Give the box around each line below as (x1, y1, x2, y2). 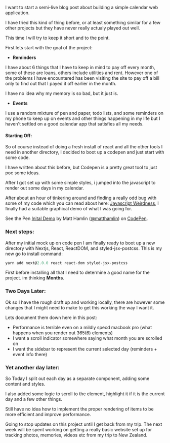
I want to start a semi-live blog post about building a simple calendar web (5, 5, 158, 10)
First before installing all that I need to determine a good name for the (5, 269, 150, 276)
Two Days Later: (5, 288, 46, 295)
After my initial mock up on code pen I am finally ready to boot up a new (5, 240, 155, 246)
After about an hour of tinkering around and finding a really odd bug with (5, 195, 157, 201)
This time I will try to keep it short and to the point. (5, 35, 110, 41)
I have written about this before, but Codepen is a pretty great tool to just (5, 165, 157, 171)
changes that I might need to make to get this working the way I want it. (5, 304, 154, 310)
